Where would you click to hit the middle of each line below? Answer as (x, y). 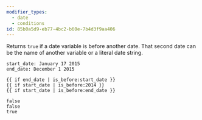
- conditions (28, 23)
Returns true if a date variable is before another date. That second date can (101, 46)
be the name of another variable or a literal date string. (75, 53)
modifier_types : (27, 12)
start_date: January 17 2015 (43, 64)
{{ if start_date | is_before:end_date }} (61, 91)
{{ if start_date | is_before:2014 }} (55, 85)
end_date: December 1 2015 (40, 69)
